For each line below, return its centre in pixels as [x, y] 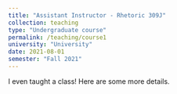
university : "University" [50, 45]
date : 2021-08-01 [36, 52]
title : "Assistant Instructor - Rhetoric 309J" [87, 15]
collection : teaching [43, 23]
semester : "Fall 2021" [45, 60]
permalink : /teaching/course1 [58, 37]
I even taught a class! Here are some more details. [89, 81]
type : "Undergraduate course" [58, 30]
